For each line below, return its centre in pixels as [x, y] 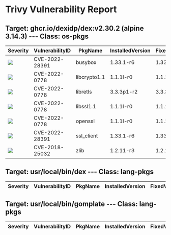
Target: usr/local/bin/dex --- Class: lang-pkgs [80, 172]
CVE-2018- [49, 147]
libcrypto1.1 [90, 77]
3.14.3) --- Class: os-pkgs [47, 36]
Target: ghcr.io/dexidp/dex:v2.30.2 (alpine [75, 28]
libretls [84, 92]
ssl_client [87, 136]
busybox [86, 62]
